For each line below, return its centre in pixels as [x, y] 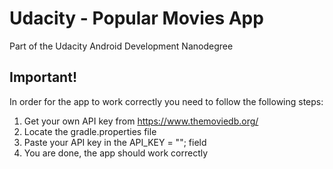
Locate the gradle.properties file [90, 131]
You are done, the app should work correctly [116, 153]
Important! [43, 77]
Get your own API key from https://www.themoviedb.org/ [141, 121]
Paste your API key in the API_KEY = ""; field [115, 142]
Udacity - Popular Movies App [136, 18]
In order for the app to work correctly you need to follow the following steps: [166, 101]
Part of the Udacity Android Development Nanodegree [121, 46]
